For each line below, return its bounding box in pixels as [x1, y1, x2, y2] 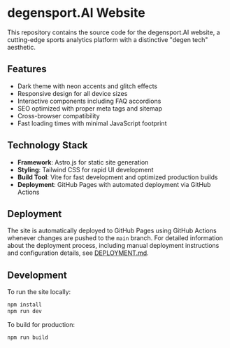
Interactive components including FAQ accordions [17, 97, 161, 105]
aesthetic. [7, 43, 36, 51]
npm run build [7, 334, 49, 341]
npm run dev [7, 308, 42, 315]
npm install [7, 301, 42, 309]
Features [7, 63, 47, 75]
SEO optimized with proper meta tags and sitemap [17, 104, 163, 113]
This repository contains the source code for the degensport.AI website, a [7, 28, 220, 36]
